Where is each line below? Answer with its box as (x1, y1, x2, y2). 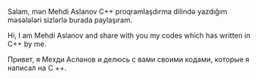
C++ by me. (7, 39, 47, 49)
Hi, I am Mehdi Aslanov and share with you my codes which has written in (7, 31, 251, 40)
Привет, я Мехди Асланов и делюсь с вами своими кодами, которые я (7, 55, 250, 64)
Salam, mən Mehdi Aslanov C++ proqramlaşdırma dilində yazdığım (7, 7, 228, 16)
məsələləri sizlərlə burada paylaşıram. (7, 15, 133, 25)
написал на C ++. (7, 63, 67, 73)
